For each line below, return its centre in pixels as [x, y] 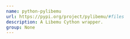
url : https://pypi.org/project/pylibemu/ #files [65, 17]
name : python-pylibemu [34, 11]
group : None [20, 27]
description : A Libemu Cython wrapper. [55, 22]
